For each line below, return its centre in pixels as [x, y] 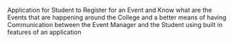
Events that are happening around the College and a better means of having [117, 17]
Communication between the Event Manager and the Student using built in [115, 25]
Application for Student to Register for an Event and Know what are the [110, 10]
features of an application [45, 32]
